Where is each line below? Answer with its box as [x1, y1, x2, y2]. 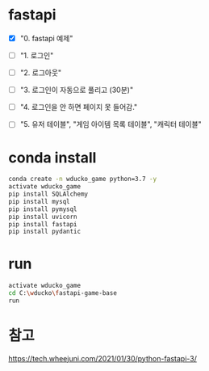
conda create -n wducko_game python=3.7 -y [8, 175, 157, 183]
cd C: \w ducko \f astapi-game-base [8, 289, 117, 297]
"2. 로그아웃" [19, 68, 62, 78]
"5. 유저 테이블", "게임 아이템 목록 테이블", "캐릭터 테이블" [19, 120, 202, 129]
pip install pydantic [8, 228, 82, 236]
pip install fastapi [8, 220, 78, 228]
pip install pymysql [8, 204, 78, 213]
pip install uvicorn [8, 213, 78, 221]
